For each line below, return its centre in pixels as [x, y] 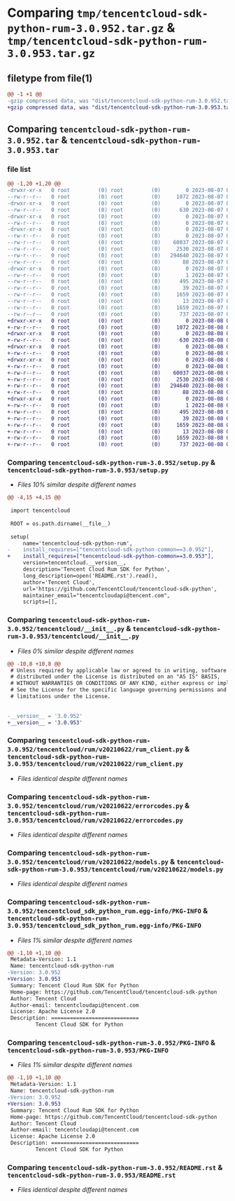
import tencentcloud [40, 511]
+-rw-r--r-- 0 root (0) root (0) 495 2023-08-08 [115, 412]
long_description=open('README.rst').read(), [90, 576]
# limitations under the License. [60, 697]
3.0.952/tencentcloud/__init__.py [66, 629]
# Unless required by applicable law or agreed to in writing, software [119, 670]
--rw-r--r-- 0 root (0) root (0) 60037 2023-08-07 [115, 243]
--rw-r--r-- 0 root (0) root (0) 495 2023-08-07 [115, 282]
